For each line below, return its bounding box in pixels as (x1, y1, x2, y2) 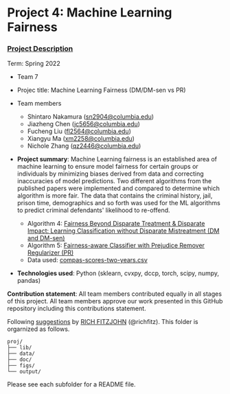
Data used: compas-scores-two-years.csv (27, 256, 148, 264)
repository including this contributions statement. (7, 304, 146, 313)
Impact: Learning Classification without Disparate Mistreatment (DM (27, 227, 220, 235)
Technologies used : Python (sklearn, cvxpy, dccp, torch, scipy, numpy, (16, 269, 220, 277)
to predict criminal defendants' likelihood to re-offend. (16, 206, 170, 214)
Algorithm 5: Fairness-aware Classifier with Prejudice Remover (27, 242, 205, 250)
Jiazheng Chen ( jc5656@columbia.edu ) (27, 120, 141, 128)
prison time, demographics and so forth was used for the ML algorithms (16, 199, 221, 207)
